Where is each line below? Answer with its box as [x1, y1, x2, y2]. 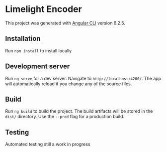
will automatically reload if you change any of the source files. [5, 81, 132, 87]
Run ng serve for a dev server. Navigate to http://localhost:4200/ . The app [5, 75, 162, 81]
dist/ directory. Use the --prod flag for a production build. [5, 114, 124, 120]
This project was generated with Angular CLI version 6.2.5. [5, 20, 125, 26]
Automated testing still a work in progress [5, 141, 90, 148]
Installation [5, 34, 41, 43]
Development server [5, 62, 70, 71]
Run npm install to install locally [5, 47, 72, 53]
